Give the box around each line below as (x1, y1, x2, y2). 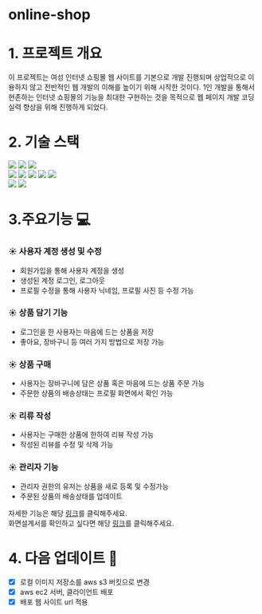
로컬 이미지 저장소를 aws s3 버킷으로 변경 (19, 577, 150, 587)
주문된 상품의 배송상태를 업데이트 (19, 491, 123, 501)
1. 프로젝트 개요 (8, 45, 103, 63)
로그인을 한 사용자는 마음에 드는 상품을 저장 (19, 327, 154, 337)
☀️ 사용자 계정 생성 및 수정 (8, 246, 102, 257)
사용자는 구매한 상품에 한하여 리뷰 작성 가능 (19, 430, 154, 439)
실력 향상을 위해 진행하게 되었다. (8, 102, 109, 112)
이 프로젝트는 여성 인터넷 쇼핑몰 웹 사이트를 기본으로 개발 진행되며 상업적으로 (8, 73, 247, 82)
